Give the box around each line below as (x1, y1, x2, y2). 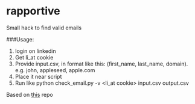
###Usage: (6, 35, 34, 43)
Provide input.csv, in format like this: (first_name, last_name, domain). (14, 60, 188, 67)
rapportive (6, 4, 60, 18)
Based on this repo (6, 91, 53, 98)
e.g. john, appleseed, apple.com (14, 66, 95, 73)
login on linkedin (14, 47, 56, 55)
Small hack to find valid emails (6, 24, 82, 31)
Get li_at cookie (14, 54, 54, 61)
